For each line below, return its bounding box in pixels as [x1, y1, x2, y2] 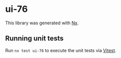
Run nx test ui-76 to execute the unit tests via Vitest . [5, 47, 116, 53]
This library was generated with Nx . [5, 20, 79, 26]
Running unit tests [5, 34, 64, 43]
